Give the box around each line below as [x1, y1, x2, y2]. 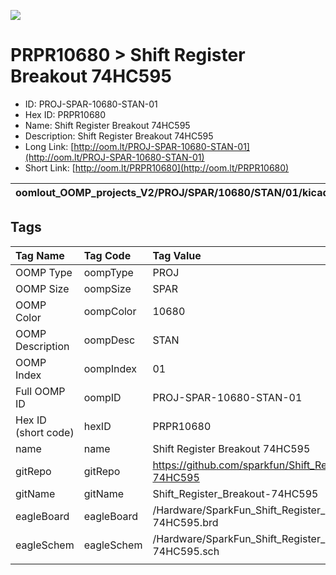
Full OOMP [15, 384, 66, 398]
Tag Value [152, 248, 202, 262]
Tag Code [83, 248, 132, 262]
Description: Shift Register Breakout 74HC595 [24, 130, 214, 142]
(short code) [15, 425, 75, 439]
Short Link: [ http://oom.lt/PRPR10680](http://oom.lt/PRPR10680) [24, 161, 290, 174]
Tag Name [15, 248, 65, 262]
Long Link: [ [24, 140, 75, 152]
